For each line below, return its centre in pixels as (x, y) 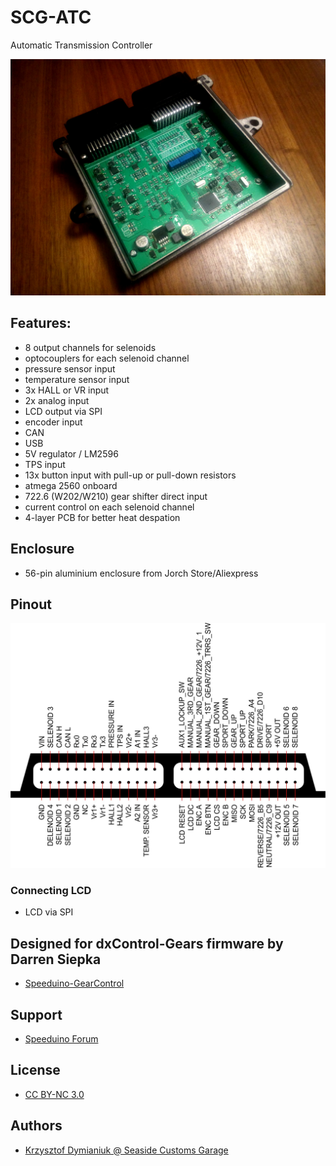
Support (36, 1014)
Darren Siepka (56, 959)
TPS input (45, 464)
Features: (41, 323)
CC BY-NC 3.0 (54, 1094)
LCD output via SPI (63, 411)
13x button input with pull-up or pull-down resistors (130, 475)
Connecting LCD (51, 891)
